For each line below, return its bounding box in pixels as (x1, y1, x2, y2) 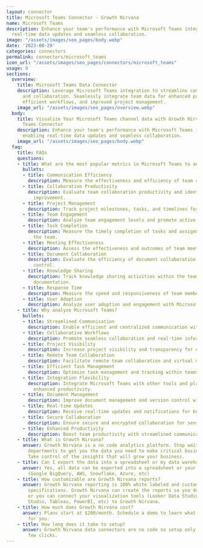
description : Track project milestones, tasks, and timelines (28, 206, 188, 212)
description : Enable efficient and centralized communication (28, 324, 188, 330)
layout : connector (6, 8, 53, 15)
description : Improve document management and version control (28, 397, 190, 403)
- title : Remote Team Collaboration (22, 352, 115, 358)
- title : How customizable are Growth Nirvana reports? (17, 476, 161, 482)
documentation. (33, 279, 71, 285)
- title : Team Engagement (22, 211, 88, 218)
